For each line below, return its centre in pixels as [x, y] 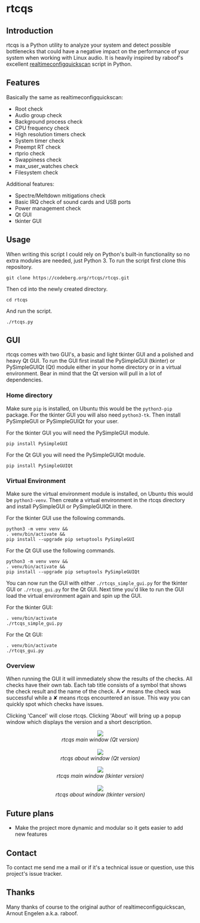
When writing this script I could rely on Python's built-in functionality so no [98, 254]
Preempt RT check [38, 147]
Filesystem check [36, 172]
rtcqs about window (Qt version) [100, 759]
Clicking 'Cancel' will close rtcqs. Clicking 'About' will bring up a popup [94, 716]
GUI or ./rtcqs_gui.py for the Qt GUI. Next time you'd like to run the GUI [95, 589]
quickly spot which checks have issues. [55, 704]
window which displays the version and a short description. [79, 722]
